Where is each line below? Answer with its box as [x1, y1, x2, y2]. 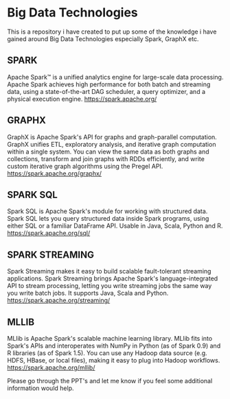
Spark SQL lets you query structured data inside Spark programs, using [7, 215, 209, 223]
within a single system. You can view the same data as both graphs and [7, 147, 209, 156]
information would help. [7, 384, 74, 392]
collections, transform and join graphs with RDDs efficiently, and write [7, 154, 205, 162]
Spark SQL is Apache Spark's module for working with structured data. [7, 207, 208, 215]
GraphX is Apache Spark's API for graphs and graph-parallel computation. [7, 132, 218, 141]
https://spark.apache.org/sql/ [7, 229, 91, 237]
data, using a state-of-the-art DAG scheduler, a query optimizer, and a [7, 87, 206, 95]
